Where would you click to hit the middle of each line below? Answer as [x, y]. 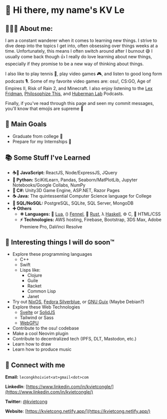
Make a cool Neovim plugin [40, 333]
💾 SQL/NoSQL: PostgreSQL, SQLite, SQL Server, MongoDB [73, 203]
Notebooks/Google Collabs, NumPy [49, 185]
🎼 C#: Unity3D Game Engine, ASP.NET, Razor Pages [66, 190]
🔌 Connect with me [35, 365]
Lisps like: [30, 270]
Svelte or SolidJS [37, 313]
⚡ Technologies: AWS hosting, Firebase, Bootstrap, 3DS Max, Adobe [91, 219]
